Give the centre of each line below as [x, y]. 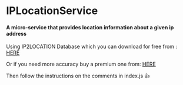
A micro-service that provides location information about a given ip [90, 27]
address [16, 33]
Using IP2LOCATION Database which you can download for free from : [92, 47]
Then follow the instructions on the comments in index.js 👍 [78, 76]
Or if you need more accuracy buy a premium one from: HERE [81, 64]
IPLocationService [52, 11]
